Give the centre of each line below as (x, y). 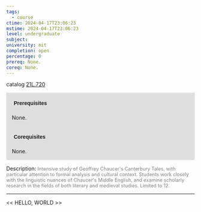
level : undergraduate (33, 34)
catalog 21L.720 (26, 84)
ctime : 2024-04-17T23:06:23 (41, 23)
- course (22, 17)
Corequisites (30, 137)
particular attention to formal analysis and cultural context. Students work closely (98, 175)
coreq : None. (22, 67)
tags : (13, 12)
